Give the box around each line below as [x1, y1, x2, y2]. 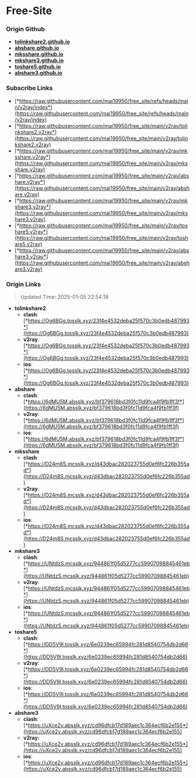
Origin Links [6, 280, 41, 288]
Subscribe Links [6, 84, 53, 92]
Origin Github [6, 25, 45, 33]
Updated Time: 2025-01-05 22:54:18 [20, 294, 109, 301]
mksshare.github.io [14, 51, 64, 58]
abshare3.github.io [14, 69, 62, 77]
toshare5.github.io [14, 63, 61, 70]
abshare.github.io [14, 45, 60, 52]
